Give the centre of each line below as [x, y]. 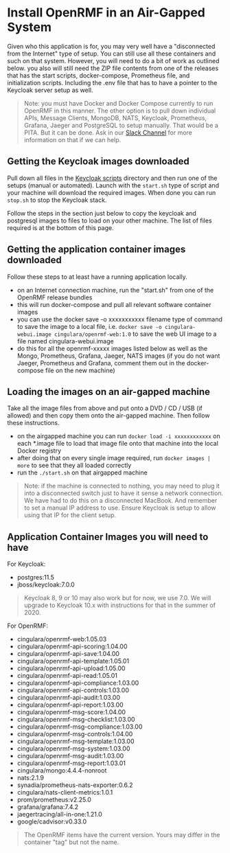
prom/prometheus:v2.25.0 [54, 800]
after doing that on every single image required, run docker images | [114, 458]
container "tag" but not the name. [71, 842]
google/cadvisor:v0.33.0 [52, 821]
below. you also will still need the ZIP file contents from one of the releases [113, 68]
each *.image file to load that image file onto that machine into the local [117, 444]
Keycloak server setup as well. [50, 90]
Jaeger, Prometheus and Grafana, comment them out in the [101, 363]
